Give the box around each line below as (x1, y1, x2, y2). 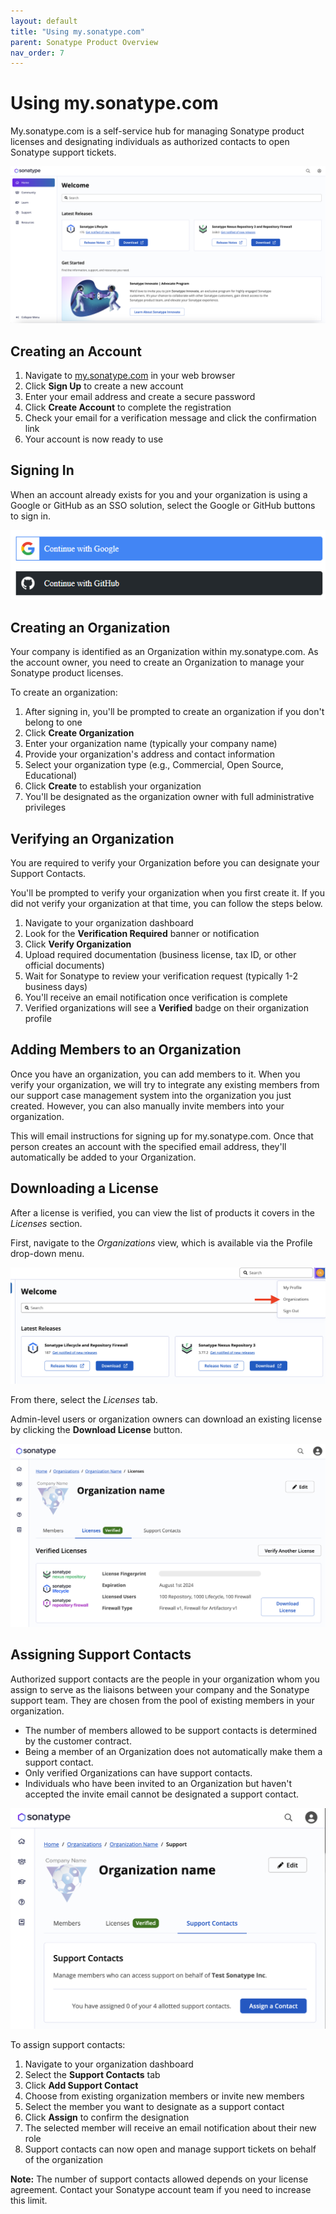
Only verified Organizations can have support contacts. (24, 1766, 253, 1779)
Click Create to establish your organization (24, 780, 202, 792)
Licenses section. (10, 1217, 83, 1229)
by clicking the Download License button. (10, 1424, 183, 1436)
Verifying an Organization (10, 830, 175, 847)
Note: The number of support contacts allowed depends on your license (10, 2173, 309, 2185)
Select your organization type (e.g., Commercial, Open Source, (24, 759, 284, 771)
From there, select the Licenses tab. (10, 1394, 158, 1406)
